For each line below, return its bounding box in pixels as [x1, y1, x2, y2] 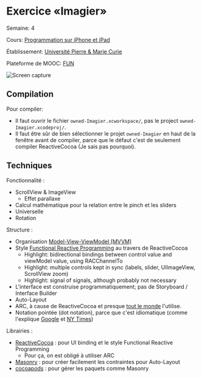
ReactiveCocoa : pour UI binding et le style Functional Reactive [15, 338, 173, 346]
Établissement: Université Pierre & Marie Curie [6, 47, 122, 55]
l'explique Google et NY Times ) [15, 315, 94, 323]
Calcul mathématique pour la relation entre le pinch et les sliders [15, 201, 176, 208]
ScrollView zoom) [24, 270, 69, 277]
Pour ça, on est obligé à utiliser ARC [24, 351, 114, 359]
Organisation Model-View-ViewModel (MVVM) [15, 238, 132, 245]
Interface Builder [15, 289, 58, 297]
